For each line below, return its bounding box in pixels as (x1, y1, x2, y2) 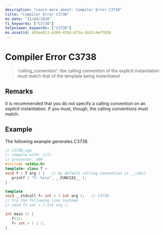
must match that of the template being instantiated (17, 73, 120, 79)
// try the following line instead (5, 198, 78, 203)
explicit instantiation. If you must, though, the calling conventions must (5, 106, 148, 112)
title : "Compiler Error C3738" (5, 12, 69, 17)
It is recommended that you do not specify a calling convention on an (5, 100, 146, 106)
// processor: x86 (5, 157, 43, 162)
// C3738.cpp (5, 148, 32, 153)
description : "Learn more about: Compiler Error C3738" (5, 7, 122, 12)
